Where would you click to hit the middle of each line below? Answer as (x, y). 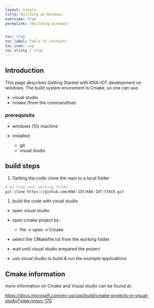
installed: (21, 135)
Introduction (25, 70)
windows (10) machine (35, 126)
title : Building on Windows (34, 14)
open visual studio (31, 211)
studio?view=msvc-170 (29, 301)
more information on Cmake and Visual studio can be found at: (68, 286)
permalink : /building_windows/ (37, 23)
